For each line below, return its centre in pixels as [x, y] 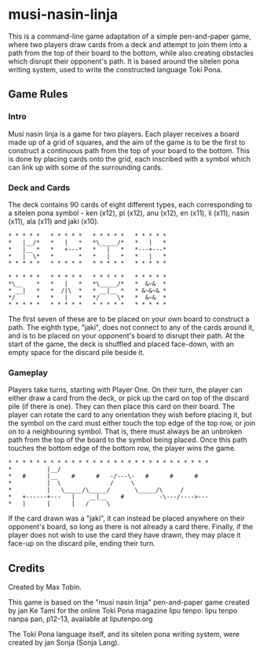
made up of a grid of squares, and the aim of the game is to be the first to [127, 142]
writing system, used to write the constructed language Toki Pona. [115, 69]
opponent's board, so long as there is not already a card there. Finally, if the [131, 527]
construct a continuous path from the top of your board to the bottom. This [129, 150]
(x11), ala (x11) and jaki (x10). [54, 221]
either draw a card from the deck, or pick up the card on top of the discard [129, 398]
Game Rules [38, 95]
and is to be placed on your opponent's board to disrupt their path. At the [126, 335]
